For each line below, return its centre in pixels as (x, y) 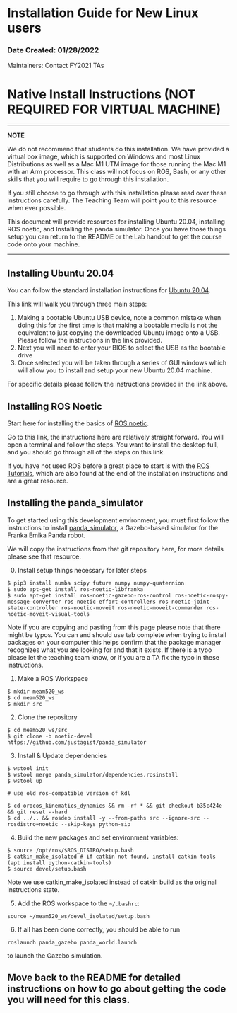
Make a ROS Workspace (53, 678)
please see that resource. (44, 556)
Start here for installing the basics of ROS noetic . (78, 423)
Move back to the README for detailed (94, 978)
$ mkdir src (25, 704)
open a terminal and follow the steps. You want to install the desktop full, (113, 445)
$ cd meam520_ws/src (38, 730)
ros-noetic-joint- (186, 602)
